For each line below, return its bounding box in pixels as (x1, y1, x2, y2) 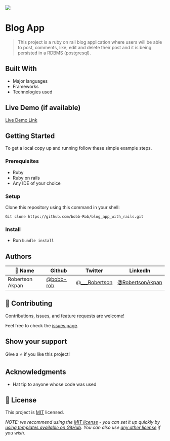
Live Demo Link (5, 117, 38, 123)
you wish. (5, 430, 25, 436)
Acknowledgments (5, 368, 67, 377)
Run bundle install (12, 238, 54, 244)
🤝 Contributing (5, 299, 53, 308)
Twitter (85, 267, 103, 274)
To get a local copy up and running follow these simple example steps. (5, 145, 152, 151)
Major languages (12, 78, 48, 84)
